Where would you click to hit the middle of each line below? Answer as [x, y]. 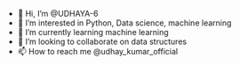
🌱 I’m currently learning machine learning [93, 32]
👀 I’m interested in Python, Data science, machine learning [124, 23]
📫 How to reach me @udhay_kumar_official [98, 51]
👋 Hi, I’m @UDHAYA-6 [58, 14]
